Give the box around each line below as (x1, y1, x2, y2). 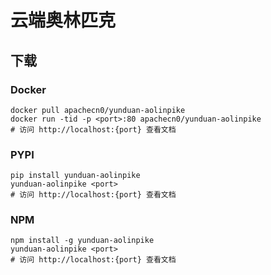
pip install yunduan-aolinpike (10, 171, 141, 181)
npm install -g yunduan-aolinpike (10, 236, 155, 246)
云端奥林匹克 (10, 9, 117, 32)
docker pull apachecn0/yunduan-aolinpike (10, 105, 186, 115)
